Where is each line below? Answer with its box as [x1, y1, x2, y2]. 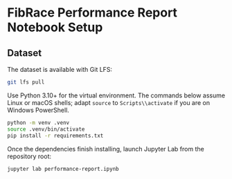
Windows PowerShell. [7, 106, 69, 114]
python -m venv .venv [7, 119, 70, 126]
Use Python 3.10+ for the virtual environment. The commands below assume [7, 91, 226, 100]
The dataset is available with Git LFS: [7, 66, 113, 73]
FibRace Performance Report [7, 5, 178, 21]
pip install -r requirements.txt [7, 132, 104, 139]
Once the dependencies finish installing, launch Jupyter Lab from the [7, 144, 204, 153]
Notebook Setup [7, 19, 103, 35]
